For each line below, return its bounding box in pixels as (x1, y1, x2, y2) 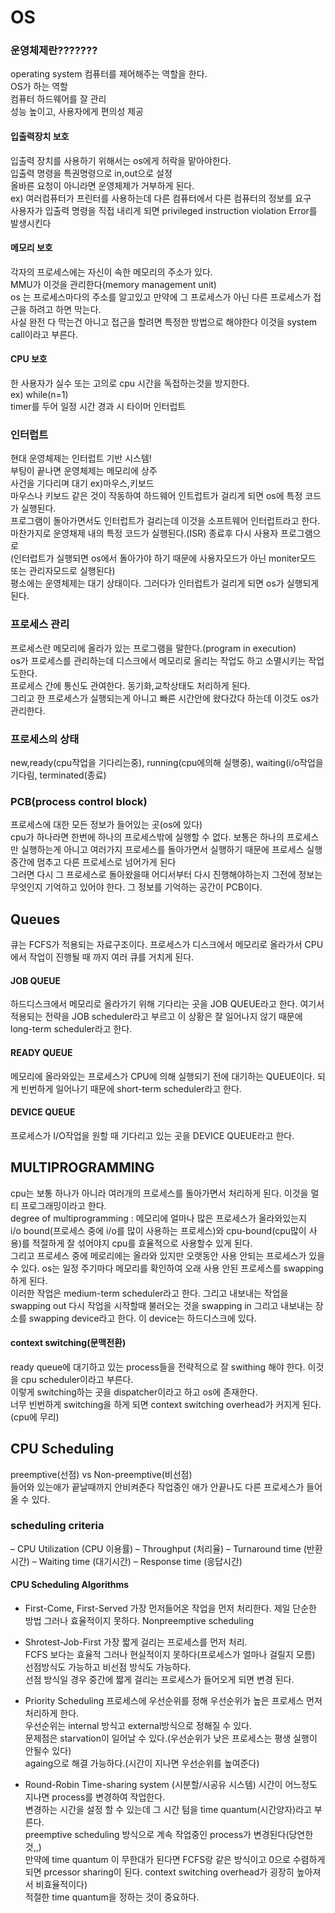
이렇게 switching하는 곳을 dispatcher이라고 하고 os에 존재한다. (10, 1386, 258, 1398)
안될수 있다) (24, 1745, 72, 1757)
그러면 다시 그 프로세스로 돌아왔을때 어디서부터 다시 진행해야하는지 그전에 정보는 (10, 869, 323, 881)
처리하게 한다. (24, 1707, 80, 1720)
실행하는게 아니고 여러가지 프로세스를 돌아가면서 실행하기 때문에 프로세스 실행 (20, 844, 323, 856)
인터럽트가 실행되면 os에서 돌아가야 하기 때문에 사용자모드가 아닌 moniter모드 (13, 552, 317, 565)
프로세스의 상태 (10, 732, 80, 746)
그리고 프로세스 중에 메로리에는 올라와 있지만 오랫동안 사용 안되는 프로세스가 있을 (10, 1249, 326, 1261)
